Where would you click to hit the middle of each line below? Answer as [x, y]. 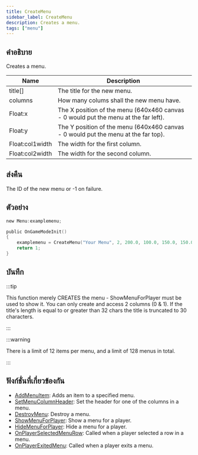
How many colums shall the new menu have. [119, 100]
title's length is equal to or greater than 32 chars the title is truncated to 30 [96, 310]
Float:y [19, 131]
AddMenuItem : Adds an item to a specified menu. [75, 395]
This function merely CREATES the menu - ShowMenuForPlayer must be [94, 298]
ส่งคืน [14, 175]
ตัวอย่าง [17, 207]
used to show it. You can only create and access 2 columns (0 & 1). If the [94, 304]
